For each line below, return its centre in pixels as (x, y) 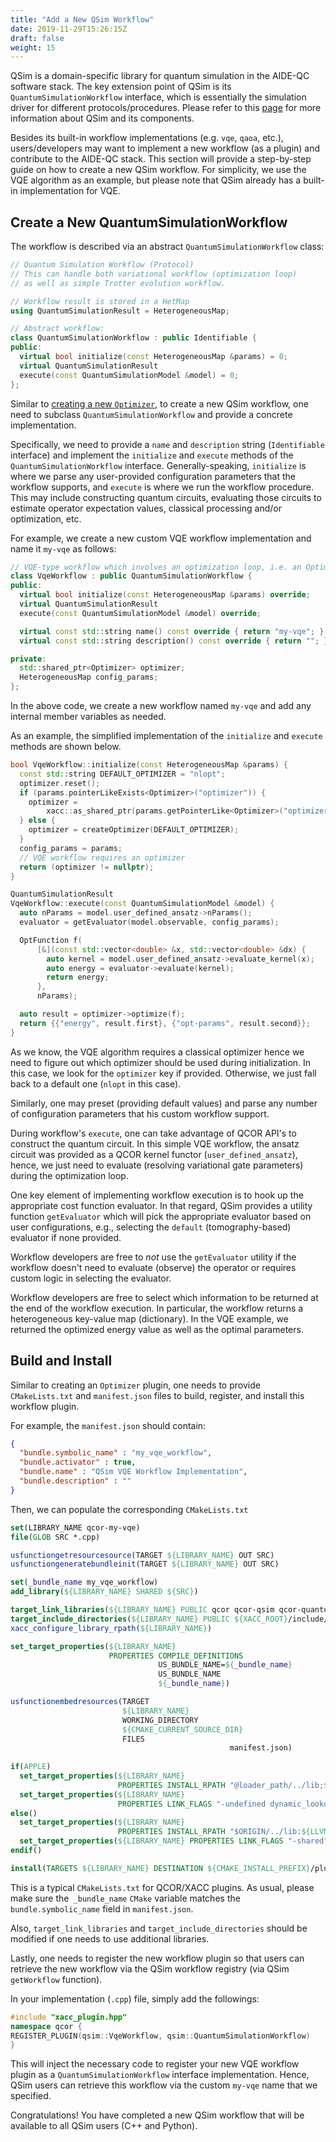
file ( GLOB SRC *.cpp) (55, 1537)
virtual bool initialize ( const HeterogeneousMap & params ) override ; (165, 595)
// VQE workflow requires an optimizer (102, 857)
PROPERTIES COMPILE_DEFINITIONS (176, 1656)
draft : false (37, 38)
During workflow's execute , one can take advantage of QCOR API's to (153, 1133)
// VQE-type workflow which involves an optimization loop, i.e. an (156, 567)
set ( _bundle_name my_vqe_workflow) (84, 1582)
